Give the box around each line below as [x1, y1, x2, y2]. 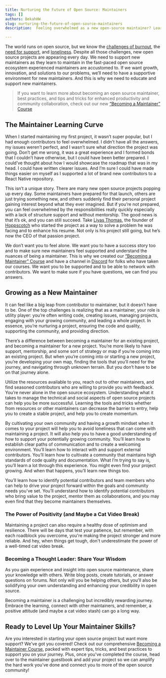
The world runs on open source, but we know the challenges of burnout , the [5, 44, 161, 50]
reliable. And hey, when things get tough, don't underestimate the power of [5, 538, 158, 544]
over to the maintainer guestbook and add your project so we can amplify [5, 657, 155, 663]
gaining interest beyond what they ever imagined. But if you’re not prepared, [5, 201, 161, 207]
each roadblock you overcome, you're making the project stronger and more [5, 533, 161, 539]
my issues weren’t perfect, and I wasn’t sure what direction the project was [5, 144, 158, 150]
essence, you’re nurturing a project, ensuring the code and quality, [5, 323, 141, 329]
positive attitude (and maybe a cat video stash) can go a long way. [5, 608, 140, 614]
